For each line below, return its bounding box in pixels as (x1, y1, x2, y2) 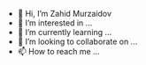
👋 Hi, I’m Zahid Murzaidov (17, 9, 112, 18)
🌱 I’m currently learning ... (17, 27, 112, 37)
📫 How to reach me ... (17, 47, 100, 56)
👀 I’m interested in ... (17, 18, 93, 28)
